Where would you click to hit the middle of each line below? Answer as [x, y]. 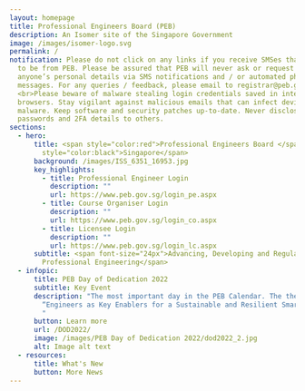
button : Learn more [70, 322]
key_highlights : [64, 170]
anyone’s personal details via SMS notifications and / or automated [152, 77]
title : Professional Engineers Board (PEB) [93, 26]
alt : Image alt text [72, 347]
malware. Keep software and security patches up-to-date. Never [142, 111]
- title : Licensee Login [89, 229]
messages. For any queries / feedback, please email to [125, 85]
